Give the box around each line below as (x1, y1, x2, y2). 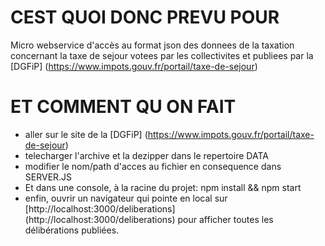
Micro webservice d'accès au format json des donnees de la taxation (10, 39, 295, 51)
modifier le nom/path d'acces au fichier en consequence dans (24, 160, 282, 172)
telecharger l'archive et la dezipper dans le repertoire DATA (24, 149, 269, 161)
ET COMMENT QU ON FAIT (10, 96, 237, 118)
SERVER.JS (24, 171, 73, 183)
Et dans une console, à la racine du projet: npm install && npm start (24, 181, 302, 193)
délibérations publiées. (24, 224, 120, 236)
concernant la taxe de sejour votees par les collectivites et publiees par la (10, 49, 314, 61)
